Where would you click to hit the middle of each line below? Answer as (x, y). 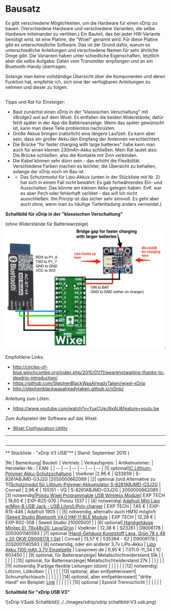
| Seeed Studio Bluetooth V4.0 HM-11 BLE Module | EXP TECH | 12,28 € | (81, 517)
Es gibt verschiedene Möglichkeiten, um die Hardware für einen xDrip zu (81, 23)
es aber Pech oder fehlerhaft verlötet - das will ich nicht (79, 193)
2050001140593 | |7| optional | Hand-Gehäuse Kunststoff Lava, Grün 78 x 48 (85, 533)
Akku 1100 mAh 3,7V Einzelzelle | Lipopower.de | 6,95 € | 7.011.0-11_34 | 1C (83, 549)
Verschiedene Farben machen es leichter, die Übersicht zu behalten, (84, 166)
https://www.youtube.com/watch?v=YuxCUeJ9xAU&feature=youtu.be (86, 409)
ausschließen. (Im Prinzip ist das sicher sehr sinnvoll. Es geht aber (90, 199)
